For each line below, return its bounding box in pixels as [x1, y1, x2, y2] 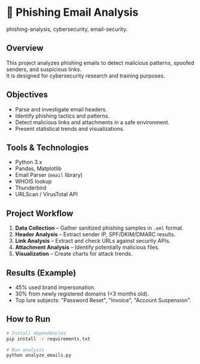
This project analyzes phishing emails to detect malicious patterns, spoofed [6, 59, 195, 66]
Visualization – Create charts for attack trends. [15, 250, 133, 257]
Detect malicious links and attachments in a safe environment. [15, 118, 170, 126]
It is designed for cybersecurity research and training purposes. [6, 72, 166, 79]
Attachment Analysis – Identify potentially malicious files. [15, 243, 160, 251]
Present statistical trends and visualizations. [15, 125, 125, 132]
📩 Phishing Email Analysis [6, 5, 139, 19]
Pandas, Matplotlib [15, 165, 62, 172]
